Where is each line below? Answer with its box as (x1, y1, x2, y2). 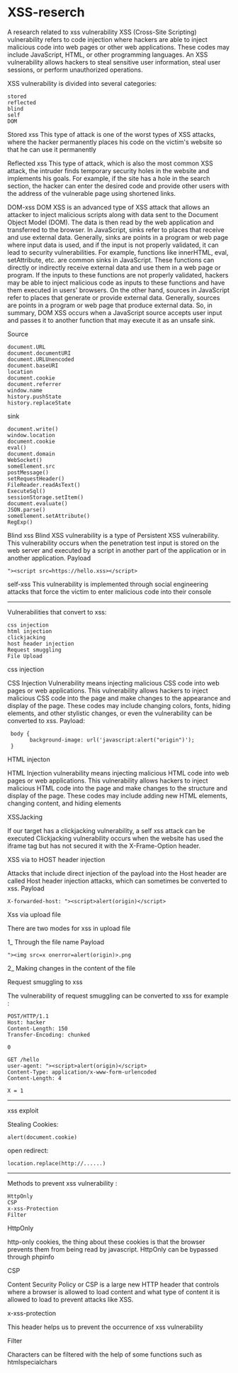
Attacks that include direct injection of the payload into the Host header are (7, 869, 227, 877)
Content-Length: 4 (7, 1074, 62, 1082)
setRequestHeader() (7, 475, 65, 483)
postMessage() (7, 469, 50, 476)
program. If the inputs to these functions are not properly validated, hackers (7, 270, 229, 279)
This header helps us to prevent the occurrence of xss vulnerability (7, 1323, 203, 1331)
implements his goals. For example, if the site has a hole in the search (7, 174, 210, 182)
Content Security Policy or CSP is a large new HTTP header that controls (7, 1280, 220, 1289)
